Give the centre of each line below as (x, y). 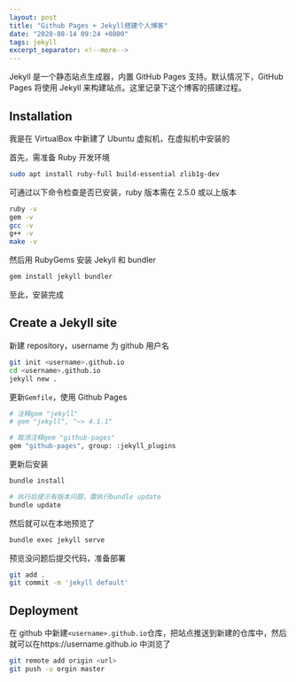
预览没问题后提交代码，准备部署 (67, 558)
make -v (23, 242)
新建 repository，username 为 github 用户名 (90, 345)
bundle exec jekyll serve (57, 540)
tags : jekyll (33, 42)
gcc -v (21, 225)
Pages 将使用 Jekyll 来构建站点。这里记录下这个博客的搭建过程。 (128, 88)
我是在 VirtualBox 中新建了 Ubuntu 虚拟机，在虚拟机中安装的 (120, 138)
